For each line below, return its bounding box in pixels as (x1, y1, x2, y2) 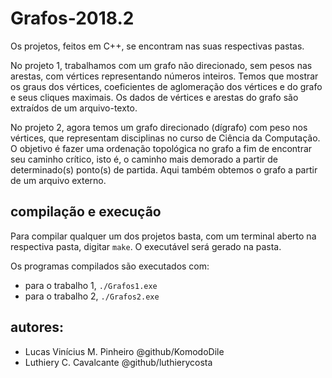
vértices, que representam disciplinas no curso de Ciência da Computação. (10, 132, 321, 144)
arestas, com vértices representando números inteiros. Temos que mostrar (10, 70, 319, 82)
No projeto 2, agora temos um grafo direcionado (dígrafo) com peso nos (10, 121, 308, 133)
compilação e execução (10, 203, 162, 221)
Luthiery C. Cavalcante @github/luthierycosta (24, 356, 213, 368)
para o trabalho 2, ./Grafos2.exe (24, 290, 160, 302)
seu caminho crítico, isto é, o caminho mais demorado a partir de (10, 153, 279, 165)
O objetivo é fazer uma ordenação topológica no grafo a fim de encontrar (10, 142, 313, 154)
